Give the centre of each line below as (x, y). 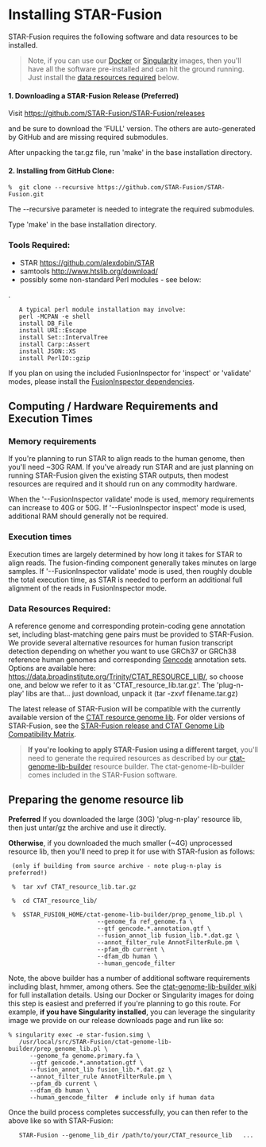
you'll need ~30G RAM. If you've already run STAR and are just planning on (131, 467)
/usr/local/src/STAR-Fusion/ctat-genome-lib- (95, 1042)
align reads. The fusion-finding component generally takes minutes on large (132, 563)
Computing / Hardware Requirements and (113, 407)
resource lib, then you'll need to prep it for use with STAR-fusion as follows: (132, 851)
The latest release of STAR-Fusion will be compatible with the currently (124, 708)
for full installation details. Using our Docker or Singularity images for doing (131, 994)
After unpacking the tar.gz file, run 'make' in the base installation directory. (130, 153)
